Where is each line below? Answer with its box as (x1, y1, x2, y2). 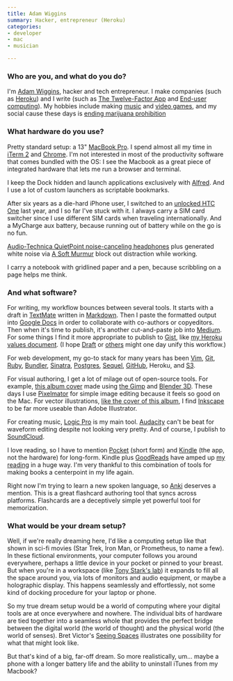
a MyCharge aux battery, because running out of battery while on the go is (7, 221, 221, 229)
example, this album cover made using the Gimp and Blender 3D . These (7, 381, 213, 390)
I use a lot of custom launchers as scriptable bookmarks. (7, 186, 170, 194)
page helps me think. (7, 270, 67, 279)
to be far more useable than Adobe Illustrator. (7, 404, 138, 412)
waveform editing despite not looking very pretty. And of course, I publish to (7, 425, 226, 433)
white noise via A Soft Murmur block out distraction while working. (7, 249, 198, 258)
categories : (7, 23, 42, 30)
